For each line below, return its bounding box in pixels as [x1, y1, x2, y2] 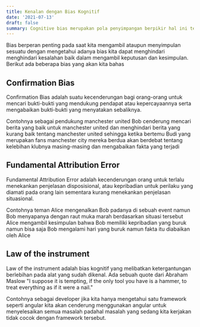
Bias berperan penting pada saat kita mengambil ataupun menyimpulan [6, 42, 181, 49]
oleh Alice [6, 231, 31, 238]
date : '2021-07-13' [6, 14, 55, 20]
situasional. [6, 194, 35, 202]
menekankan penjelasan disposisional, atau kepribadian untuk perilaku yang [6, 182, 193, 189]
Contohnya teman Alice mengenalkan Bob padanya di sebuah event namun [6, 206, 190, 213]
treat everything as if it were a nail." [6, 284, 93, 291]
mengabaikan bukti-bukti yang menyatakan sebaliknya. [6, 106, 142, 114]
